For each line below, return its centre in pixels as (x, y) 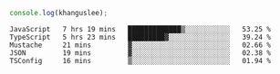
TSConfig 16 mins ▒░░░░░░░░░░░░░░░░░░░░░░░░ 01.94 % (140, 60)
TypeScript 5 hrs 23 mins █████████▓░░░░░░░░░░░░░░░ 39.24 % (140, 37)
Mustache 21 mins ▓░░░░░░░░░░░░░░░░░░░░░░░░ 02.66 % (140, 45)
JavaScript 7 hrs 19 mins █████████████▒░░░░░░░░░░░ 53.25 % (140, 29)
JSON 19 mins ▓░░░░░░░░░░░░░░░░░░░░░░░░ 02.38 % (140, 53)
